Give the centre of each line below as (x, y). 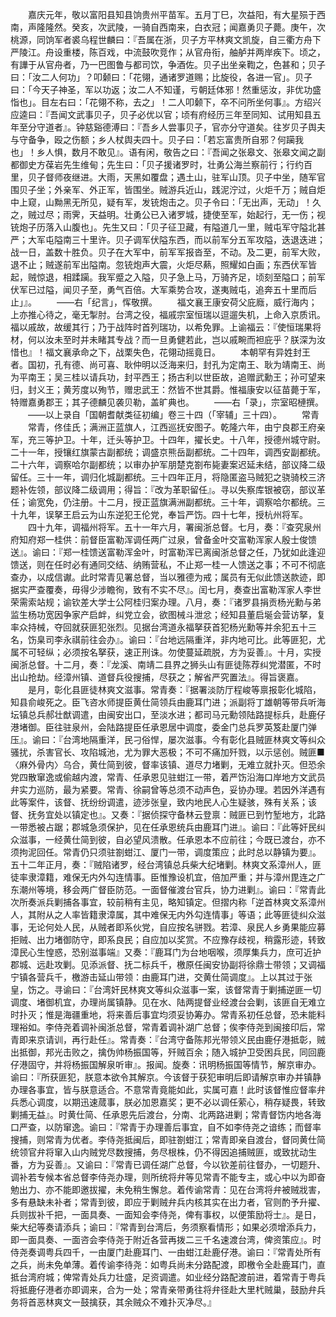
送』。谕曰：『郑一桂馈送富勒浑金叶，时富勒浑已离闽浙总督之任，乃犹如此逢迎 (168, 552)
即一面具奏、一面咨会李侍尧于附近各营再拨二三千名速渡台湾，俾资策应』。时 (166, 1239)
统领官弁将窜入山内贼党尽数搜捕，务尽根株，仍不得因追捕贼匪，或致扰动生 (163, 1152)
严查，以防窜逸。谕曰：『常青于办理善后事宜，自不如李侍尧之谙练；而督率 (170, 1127)
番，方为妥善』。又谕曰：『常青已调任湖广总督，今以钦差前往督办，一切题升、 (168, 1164)
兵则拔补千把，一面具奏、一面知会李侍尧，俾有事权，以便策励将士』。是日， (166, 1214)
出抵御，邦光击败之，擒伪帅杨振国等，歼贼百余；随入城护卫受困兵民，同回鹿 (168, 1052)
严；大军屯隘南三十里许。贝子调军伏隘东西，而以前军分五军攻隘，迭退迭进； (168, 239)
